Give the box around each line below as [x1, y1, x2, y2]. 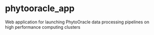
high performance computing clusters [5, 24, 81, 30]
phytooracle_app [5, 3, 75, 14]
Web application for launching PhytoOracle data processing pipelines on [5, 19, 149, 25]
